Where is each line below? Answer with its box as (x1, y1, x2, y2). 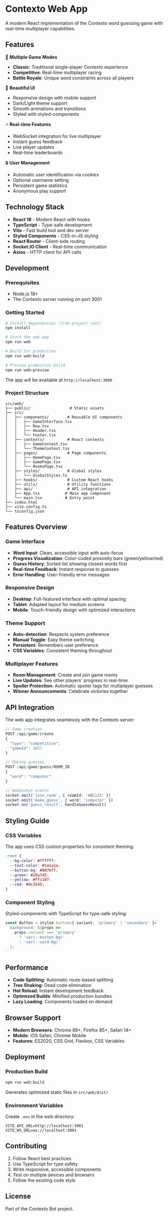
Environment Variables (5, 1102, 64, 1109)
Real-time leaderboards (12, 149, 63, 155)
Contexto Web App (5, 3, 88, 15)
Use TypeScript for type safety (12, 1161, 78, 1167)
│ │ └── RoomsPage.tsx (5, 464, 63, 469)
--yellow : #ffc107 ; (10, 877, 52, 882)
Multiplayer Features (5, 661, 58, 668)
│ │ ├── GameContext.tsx (5, 441, 68, 446)
